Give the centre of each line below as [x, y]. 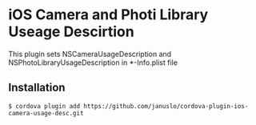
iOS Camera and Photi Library [108, 15]
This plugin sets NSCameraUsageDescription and [90, 54]
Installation [37, 88]
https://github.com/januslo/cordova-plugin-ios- [166, 106]
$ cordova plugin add [44, 106]
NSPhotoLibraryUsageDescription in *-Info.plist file [93, 62]
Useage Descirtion [71, 32]
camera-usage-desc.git [46, 113]
